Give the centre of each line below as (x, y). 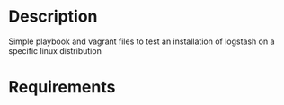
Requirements (62, 87)
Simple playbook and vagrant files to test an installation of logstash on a (142, 41)
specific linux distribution (55, 50)
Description (53, 17)
